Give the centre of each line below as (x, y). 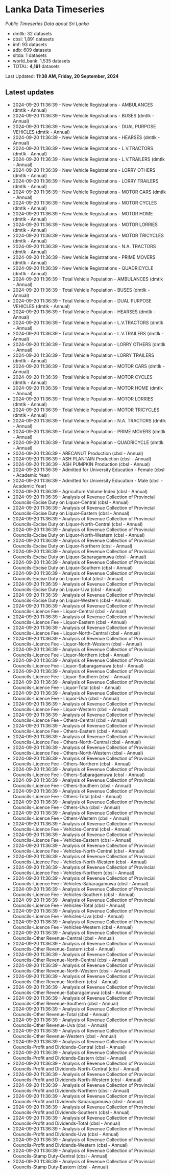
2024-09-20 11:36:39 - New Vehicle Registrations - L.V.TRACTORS (83, 148)
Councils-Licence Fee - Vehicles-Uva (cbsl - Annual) (68, 916)
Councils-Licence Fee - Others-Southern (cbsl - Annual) (72, 785)
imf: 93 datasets (30, 44)
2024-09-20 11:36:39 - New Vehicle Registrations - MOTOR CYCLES (85, 202)
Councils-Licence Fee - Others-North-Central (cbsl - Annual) (77, 742)
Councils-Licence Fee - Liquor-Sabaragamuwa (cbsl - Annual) (78, 665)
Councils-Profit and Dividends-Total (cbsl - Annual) (67, 1123)
